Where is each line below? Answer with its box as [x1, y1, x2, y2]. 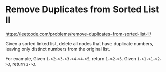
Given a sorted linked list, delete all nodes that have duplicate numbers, [5, 40, 154, 46]
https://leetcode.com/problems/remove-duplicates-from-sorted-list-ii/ [5, 31, 151, 37]
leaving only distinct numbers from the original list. [5, 46, 110, 52]
